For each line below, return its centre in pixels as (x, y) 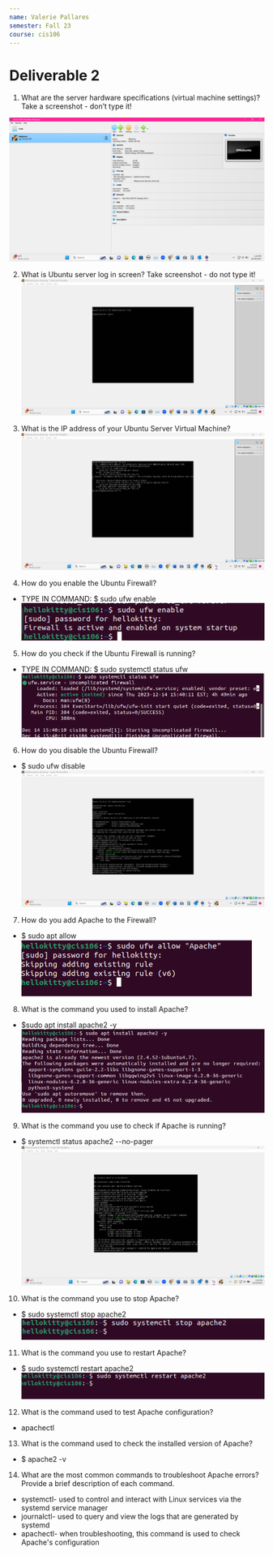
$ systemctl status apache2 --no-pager (87, 1141)
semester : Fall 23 (40, 26)
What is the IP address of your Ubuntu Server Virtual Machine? (126, 428)
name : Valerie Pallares (49, 17)
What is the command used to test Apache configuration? (117, 1412)
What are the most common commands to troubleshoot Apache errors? (140, 1475)
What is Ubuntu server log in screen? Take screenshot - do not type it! (138, 274)
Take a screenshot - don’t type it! (76, 106)
